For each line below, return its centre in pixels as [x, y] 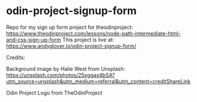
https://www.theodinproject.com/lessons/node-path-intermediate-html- [93, 33]
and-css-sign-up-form [34, 40]
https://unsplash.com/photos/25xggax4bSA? [60, 75]
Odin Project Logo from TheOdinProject [54, 93]
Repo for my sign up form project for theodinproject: [70, 27]
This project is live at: [88, 40]
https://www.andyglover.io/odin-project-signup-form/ [71, 46]
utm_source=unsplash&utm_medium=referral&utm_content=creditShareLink [98, 81]
